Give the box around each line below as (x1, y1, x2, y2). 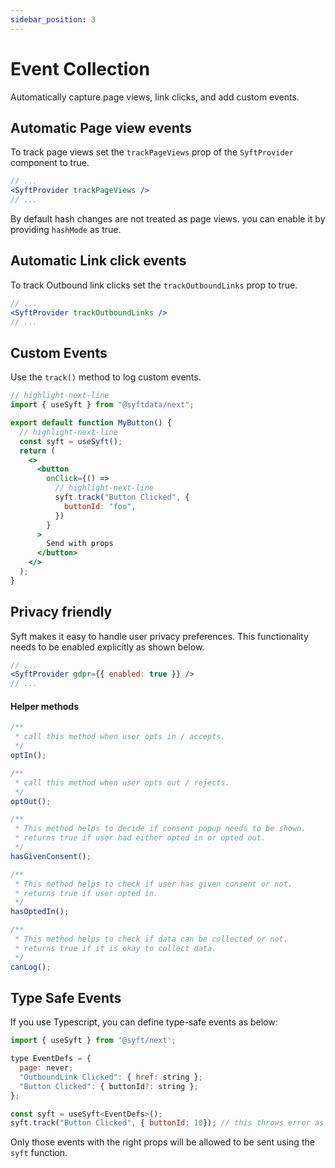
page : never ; (19, 1063, 74, 1073)
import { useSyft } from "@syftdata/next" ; (10, 400, 195, 410)
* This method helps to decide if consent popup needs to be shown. (14, 824, 307, 834)
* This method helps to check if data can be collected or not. (14, 934, 288, 945)
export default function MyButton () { (10, 418, 172, 428)
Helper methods (10, 700, 80, 712)
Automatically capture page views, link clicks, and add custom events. (10, 91, 300, 103)
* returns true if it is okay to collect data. (14, 943, 217, 953)
